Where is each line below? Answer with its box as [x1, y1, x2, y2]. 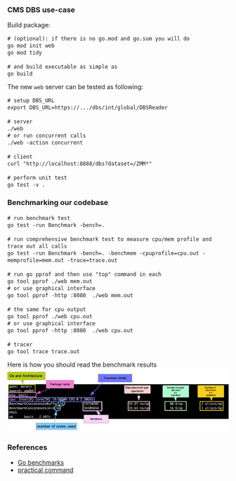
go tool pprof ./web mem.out [7, 277, 93, 285]
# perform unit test [7, 174, 68, 182]
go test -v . [7, 181, 46, 189]
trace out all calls [7, 242, 68, 250]
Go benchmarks [17, 459, 65, 467]
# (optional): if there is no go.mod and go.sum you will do [7, 35, 190, 43]
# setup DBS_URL [7, 97, 55, 105]
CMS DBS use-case [7, 5, 76, 15]
